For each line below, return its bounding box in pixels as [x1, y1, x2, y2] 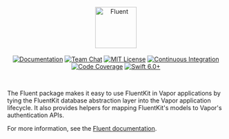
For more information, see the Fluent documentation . [7, 125, 157, 132]
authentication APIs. [7, 111, 64, 119]
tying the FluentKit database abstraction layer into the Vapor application [7, 96, 212, 105]
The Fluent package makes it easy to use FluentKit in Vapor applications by [7, 89, 221, 97]
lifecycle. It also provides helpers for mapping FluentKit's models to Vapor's [7, 104, 222, 111]
